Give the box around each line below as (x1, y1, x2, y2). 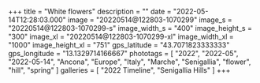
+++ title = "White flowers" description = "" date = (8, 7, 172, 16)
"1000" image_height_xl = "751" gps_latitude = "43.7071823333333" (8, 40, 230, 50)
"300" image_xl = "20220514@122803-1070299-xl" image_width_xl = (8, 32, 234, 41)
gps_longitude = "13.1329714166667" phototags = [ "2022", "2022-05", (8, 49, 239, 58)
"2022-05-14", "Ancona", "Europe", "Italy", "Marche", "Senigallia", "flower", (8, 57, 251, 66)
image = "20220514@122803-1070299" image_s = (68, 15, 232, 25)
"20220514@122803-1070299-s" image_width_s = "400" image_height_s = (8, 24, 252, 32)
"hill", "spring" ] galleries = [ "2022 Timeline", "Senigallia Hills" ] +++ (8, 66, 231, 74)
